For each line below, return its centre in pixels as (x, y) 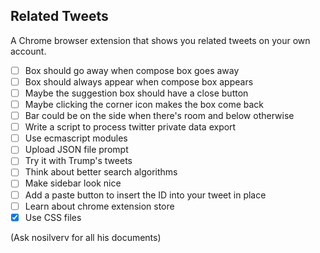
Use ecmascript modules (76, 138)
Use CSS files (53, 217)
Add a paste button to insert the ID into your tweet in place (145, 195)
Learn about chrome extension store (99, 206)
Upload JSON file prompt (76, 150)
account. (28, 51)
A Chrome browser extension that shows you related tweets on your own (160, 40)
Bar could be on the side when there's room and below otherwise (159, 116)
